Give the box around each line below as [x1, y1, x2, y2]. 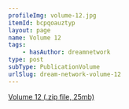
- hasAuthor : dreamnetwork [22, 48, 111, 56]
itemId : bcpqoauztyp [8, 19, 76, 27]
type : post [8, 56, 44, 64]
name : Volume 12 [8, 33, 61, 42]
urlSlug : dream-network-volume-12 [8, 70, 122, 78]
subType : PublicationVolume [8, 63, 101, 71]
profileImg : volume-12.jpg [8, 11, 97, 20]
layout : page [8, 26, 51, 34]
